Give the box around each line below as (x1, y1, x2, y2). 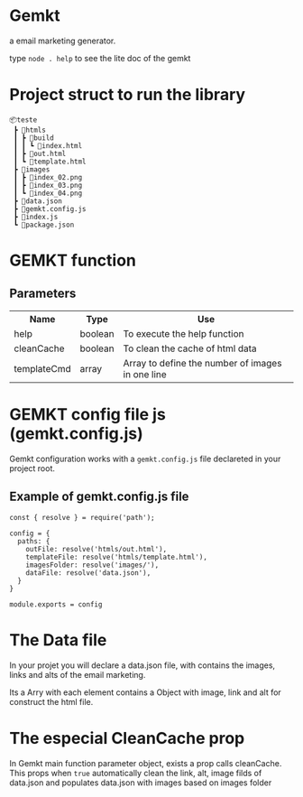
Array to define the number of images (123, 357, 282, 369)
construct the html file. (9, 696, 94, 707)
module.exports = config (9, 599, 103, 609)
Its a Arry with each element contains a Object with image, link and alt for (9, 687, 281, 698)
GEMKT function (9, 250, 137, 271)
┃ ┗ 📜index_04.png (13, 189, 83, 198)
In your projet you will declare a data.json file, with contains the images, (9, 660, 276, 671)
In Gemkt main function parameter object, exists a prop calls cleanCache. (9, 757, 282, 768)
